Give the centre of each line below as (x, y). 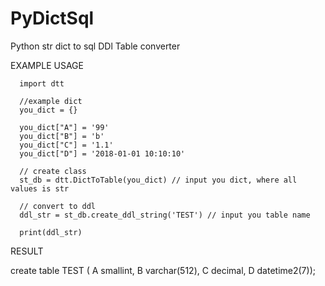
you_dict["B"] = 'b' (62, 136)
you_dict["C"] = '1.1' (66, 145)
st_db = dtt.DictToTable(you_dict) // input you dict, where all (158, 180)
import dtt (42, 83)
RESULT (27, 251)
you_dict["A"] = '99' (64, 127)
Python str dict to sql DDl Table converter (95, 46)
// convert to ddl (58, 206)
